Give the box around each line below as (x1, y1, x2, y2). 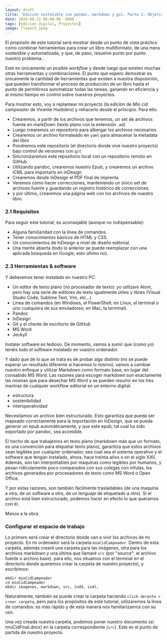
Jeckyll (12, 331, 27, 337)
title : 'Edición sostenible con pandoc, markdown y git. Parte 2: (5, 12, 146, 17)
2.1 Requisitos (5, 208, 40, 215)
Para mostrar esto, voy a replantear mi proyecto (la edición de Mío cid (5, 101, 148, 107)
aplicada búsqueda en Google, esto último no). (12, 250, 108, 256)
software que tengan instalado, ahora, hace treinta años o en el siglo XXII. (5, 454, 157, 460)
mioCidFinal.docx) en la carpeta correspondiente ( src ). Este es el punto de (5, 624, 158, 630)
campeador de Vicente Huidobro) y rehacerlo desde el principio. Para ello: (5, 107, 158, 113)
